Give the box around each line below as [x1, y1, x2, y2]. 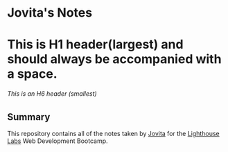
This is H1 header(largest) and [7, 37, 184, 53]
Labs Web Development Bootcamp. [7, 137, 109, 145]
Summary [7, 111, 51, 123]
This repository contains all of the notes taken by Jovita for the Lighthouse [7, 130, 220, 137]
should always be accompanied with [7, 51, 222, 67]
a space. [7, 66, 58, 82]
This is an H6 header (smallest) [7, 89, 97, 98]
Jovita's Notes [7, 5, 92, 21]
